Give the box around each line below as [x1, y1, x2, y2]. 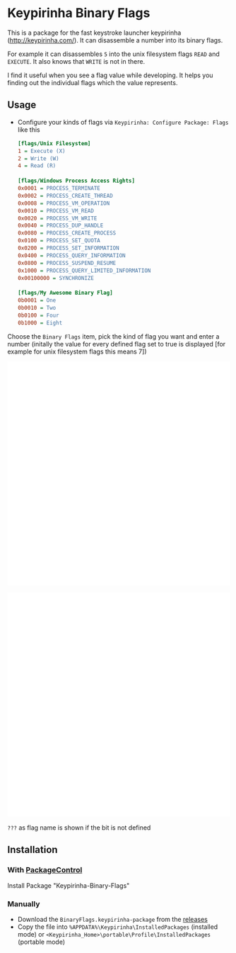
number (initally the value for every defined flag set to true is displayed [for [7, 339, 226, 348]
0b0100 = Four [17, 312, 59, 319]
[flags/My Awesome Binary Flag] [17, 289, 113, 297]
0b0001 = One [17, 297, 57, 304]
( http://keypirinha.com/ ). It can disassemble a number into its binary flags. [7, 35, 223, 44]
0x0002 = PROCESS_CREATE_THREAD [17, 192, 113, 199]
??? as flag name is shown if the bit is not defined [7, 823, 151, 832]
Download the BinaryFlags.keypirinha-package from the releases [17, 915, 208, 924]
